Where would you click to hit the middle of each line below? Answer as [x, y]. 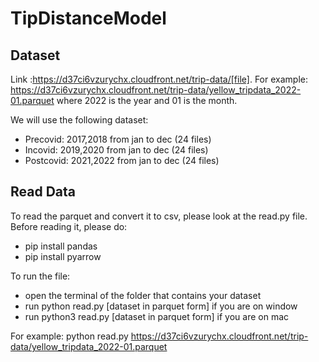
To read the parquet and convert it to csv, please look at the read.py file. [159, 216]
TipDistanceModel [88, 18]
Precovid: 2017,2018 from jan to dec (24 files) [118, 139]
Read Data [43, 192]
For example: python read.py [69, 336]
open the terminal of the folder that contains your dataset [143, 295]
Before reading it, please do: [69, 226]
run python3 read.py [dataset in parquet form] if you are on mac [157, 316]
